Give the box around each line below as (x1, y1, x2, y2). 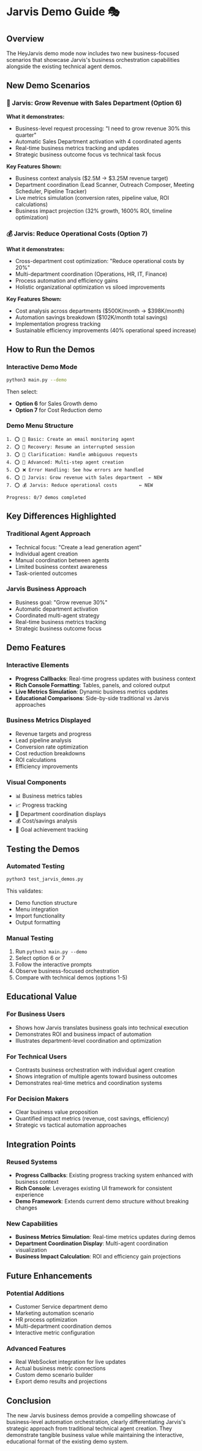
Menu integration (15, 905, 59, 913)
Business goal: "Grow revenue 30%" (15, 598, 108, 606)
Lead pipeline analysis (15, 736, 72, 744)
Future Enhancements (6, 1270, 93, 1281)
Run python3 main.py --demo (15, 948, 88, 955)
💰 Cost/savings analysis (15, 817, 78, 825)
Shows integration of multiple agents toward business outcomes (15, 1072, 178, 1080)
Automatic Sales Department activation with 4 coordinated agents (15, 137, 182, 145)
